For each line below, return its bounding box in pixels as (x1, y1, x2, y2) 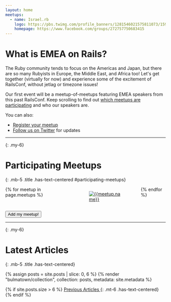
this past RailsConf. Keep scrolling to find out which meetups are (5, 97, 141, 103)
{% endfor (140, 186, 162, 193)
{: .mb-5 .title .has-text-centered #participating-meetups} (5, 177, 126, 182)
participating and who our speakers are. (5, 102, 89, 108)
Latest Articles (5, 244, 69, 256)
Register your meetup (12, 122, 59, 128)
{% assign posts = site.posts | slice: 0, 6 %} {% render (5, 271, 120, 277)
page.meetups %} (5, 192, 43, 198)
